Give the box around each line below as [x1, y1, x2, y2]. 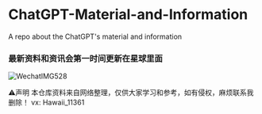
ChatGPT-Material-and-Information [8, 6, 249, 24]
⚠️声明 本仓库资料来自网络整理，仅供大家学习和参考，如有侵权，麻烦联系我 [8, 88, 254, 97]
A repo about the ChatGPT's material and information [8, 32, 183, 41]
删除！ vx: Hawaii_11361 [8, 97, 85, 108]
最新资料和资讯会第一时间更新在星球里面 [8, 53, 163, 64]
